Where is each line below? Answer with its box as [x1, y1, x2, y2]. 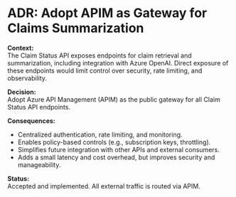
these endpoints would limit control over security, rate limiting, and [7, 66, 203, 75]
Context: [7, 43, 34, 52]
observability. [7, 73, 48, 82]
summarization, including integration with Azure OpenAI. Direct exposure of [7, 58, 229, 67]
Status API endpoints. [7, 102, 71, 111]
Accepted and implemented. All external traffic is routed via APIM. [7, 181, 200, 190]
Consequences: [7, 116, 55, 125]
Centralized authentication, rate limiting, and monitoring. [17, 130, 183, 139]
